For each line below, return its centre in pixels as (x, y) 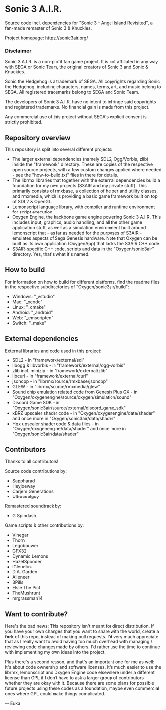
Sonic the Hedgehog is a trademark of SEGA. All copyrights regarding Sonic (83, 82)
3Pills (18, 582)
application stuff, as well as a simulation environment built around (79, 228)
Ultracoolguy (26, 497)
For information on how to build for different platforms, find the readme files (82, 282)
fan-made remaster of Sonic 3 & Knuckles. (49, 28)
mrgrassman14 (28, 598)
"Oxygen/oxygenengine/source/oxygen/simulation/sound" (72, 397)
